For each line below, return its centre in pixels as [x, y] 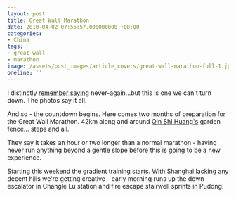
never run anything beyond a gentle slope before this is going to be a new [114, 150]
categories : [25, 33]
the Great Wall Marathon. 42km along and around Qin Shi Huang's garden [114, 121]
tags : [15, 46]
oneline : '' [25, 72]
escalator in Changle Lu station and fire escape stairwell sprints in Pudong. [116, 186]
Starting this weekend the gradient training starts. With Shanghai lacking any [118, 171]
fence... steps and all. [38, 129]
